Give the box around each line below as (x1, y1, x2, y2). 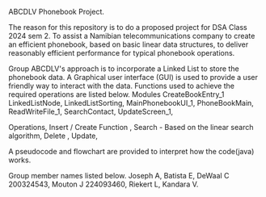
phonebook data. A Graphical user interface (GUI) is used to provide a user (8, 73, 259, 82)
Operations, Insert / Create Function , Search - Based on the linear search (8, 123, 254, 132)
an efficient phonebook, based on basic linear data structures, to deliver (8, 40, 249, 49)
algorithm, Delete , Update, (8, 131, 99, 140)
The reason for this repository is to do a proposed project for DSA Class (8, 23, 248, 31)
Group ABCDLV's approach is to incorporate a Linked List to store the (8, 64, 240, 73)
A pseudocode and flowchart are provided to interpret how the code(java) (8, 147, 255, 156)
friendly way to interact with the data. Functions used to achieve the (8, 81, 234, 90)
